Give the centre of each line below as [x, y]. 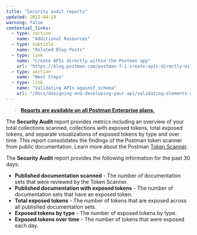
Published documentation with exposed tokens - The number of [94, 188]
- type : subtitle [33, 45]
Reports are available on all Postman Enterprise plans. [88, 110]
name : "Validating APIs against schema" [67, 88]
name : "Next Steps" [40, 77]
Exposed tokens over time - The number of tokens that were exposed [99, 219]
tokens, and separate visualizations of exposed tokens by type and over [93, 134]
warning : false [25, 22]
